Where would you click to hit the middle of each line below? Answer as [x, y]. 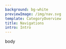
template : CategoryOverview [33, 18]
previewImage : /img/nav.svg [33, 14]
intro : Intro [18, 28]
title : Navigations [25, 23]
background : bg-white [27, 9]
